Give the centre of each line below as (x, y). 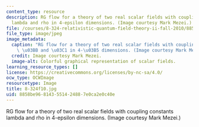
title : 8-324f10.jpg (32, 89)
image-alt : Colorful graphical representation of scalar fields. (94, 61)
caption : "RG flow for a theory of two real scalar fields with (92, 45)
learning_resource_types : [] (42, 67)
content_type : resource (36, 12)
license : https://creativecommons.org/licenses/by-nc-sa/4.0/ (84, 72)
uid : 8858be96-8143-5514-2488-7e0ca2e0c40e (61, 94)
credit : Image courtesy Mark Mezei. (57, 56)
